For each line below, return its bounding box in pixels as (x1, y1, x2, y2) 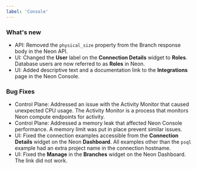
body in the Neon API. (14, 48, 68, 55)
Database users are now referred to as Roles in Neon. (14, 60, 145, 67)
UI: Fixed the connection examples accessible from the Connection (14, 132, 179, 139)
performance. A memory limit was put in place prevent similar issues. (14, 126, 182, 133)
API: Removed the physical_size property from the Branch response (14, 41, 181, 48)
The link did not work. (14, 157, 68, 164)
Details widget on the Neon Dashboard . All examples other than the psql (14, 138, 192, 145)
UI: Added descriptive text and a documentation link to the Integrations (14, 66, 188, 74)
